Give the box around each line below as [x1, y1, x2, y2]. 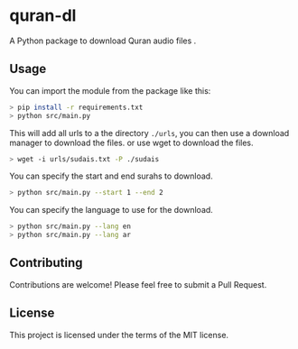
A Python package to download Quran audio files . [9, 35, 197, 46]
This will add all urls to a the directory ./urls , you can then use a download [9, 127, 290, 138]
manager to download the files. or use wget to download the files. [9, 137, 255, 148]
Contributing [9, 255, 83, 271]
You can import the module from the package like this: [9, 85, 211, 96]
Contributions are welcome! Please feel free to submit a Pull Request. [9, 279, 267, 289]
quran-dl [9, 5, 77, 26]
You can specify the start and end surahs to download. [9, 170, 214, 181]
